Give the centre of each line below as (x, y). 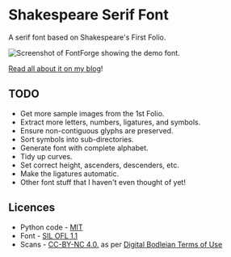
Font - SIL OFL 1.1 (49, 235)
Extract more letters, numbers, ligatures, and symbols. (110, 122)
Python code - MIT (51, 227)
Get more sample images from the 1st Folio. (92, 113)
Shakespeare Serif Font (89, 15)
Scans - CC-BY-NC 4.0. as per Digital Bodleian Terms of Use (121, 244)
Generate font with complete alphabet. (84, 148)
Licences (32, 208)
